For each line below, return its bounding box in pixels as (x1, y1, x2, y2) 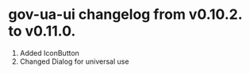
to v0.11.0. (8, 22, 76, 40)
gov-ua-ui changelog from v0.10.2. (8, 6, 243, 24)
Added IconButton (19, 48, 79, 57)
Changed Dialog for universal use (19, 57, 129, 66)
